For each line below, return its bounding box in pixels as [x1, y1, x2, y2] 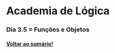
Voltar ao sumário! [6, 40, 53, 47]
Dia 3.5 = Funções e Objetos [6, 26, 90, 34]
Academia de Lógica [6, 4, 110, 18]
